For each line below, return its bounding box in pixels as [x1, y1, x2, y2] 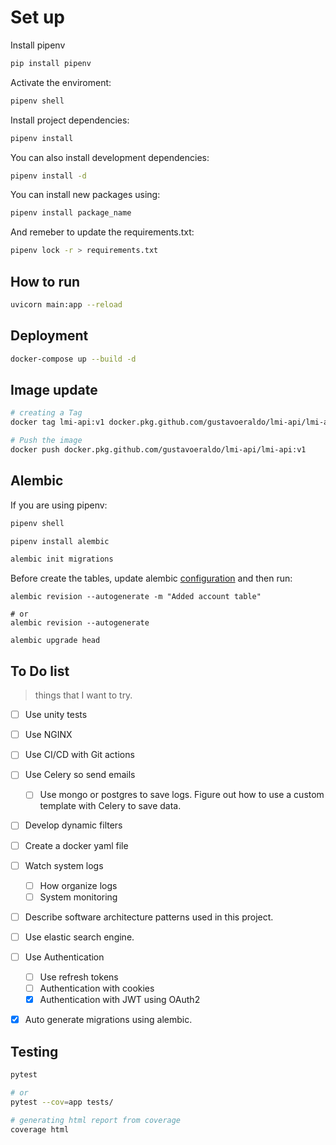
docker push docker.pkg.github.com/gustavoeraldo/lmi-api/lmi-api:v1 [10, 445, 307, 455]
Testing [10, 1043, 59, 1060]
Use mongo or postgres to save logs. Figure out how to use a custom [39, 789, 325, 801]
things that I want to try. [34, 689, 133, 701]
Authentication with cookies [39, 982, 155, 994]
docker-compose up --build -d [10, 354, 137, 364]
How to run [10, 273, 81, 290]
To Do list [10, 662, 70, 680]
